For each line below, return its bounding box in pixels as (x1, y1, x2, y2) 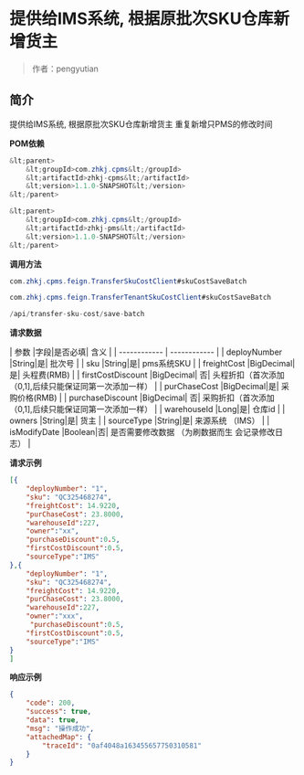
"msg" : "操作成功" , (26, 724, 94, 733)
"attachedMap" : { (26, 732, 92, 741)
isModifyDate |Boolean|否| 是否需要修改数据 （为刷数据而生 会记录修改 (9, 427, 276, 438)
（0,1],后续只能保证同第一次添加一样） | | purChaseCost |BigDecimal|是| (9, 381, 280, 392)
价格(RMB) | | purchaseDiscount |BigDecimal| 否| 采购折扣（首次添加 (16, 392, 276, 403)
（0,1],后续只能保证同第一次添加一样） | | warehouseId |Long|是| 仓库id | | (9, 404, 286, 415)
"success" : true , (26, 707, 92, 717)
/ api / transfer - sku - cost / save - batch (9, 310, 145, 319)
